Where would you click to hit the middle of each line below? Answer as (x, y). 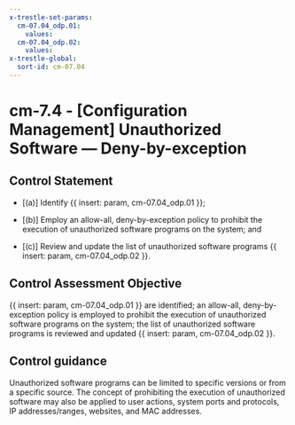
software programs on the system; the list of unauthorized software (132, 324)
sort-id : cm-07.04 (51, 67)
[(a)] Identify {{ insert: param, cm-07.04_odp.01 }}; (114, 202)
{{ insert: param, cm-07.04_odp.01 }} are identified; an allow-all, (125, 305)
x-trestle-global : (43, 59)
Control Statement (61, 181)
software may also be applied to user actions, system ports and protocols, (144, 401)
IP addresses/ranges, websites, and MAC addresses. (105, 411)
